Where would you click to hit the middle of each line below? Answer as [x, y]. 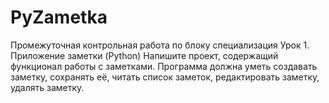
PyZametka [59, 17]
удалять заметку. [47, 87]
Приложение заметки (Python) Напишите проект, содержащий [144, 55]
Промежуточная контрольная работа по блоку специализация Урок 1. [160, 45]
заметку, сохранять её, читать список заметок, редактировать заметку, [165, 77]
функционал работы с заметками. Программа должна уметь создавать [164, 66]
